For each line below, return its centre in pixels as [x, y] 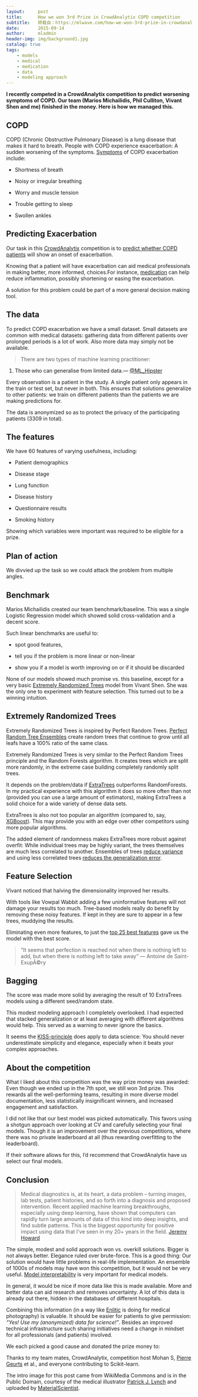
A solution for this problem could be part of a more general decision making [98, 290]
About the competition [48, 1068]
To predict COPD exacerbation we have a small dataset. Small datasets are [97, 329]
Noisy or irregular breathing [48, 181]
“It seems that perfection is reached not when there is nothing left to [103, 950]
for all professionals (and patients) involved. [60, 1335]
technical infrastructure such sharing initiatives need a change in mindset [95, 1329]
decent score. [23, 622]
